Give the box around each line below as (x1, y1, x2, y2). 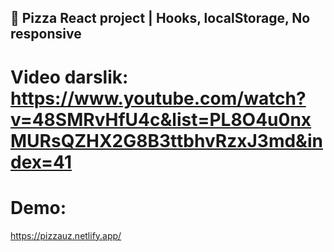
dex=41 (10, 151, 73, 173)
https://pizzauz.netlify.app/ (10, 229, 122, 241)
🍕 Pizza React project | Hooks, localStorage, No (10, 10, 311, 27)
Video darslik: (10, 66, 129, 88)
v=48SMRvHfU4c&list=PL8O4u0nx (10, 108, 312, 131)
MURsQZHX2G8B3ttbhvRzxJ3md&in (10, 129, 323, 152)
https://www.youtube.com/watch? (10, 87, 307, 110)
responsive (10, 26, 82, 43)
